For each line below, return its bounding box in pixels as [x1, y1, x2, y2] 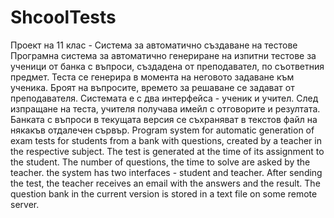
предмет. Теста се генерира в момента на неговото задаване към [10, 71, 295, 83]
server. [10, 198, 40, 210]
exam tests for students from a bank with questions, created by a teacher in [10, 134, 322, 146]
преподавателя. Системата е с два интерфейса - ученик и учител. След [10, 92, 319, 104]
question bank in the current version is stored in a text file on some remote [10, 187, 318, 200]
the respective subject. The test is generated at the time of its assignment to [10, 145, 325, 157]
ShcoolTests [10, 6, 117, 29]
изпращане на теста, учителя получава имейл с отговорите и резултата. [10, 102, 321, 115]
